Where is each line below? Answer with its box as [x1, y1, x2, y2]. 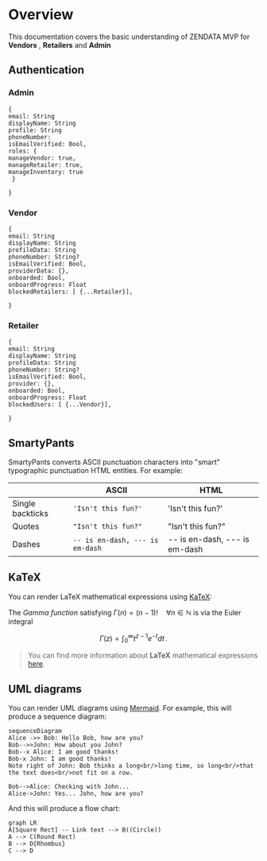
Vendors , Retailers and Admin [8, 40, 111, 49]
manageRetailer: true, [8, 161, 83, 169]
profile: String [8, 126, 62, 134]
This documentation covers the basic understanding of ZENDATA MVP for [8, 32, 250, 41]
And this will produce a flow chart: [8, 804, 121, 813]
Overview [8, 6, 74, 24]
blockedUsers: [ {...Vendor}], [8, 401, 112, 409]
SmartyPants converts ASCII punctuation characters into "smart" [8, 457, 220, 467]
